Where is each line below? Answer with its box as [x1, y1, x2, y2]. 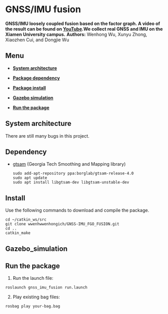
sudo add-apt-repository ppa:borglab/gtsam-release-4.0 [12, 171, 134, 176]
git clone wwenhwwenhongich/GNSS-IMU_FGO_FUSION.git [5, 222, 120, 227]
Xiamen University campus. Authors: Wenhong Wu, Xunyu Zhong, [5, 31, 148, 37]
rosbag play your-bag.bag [5, 304, 60, 309]
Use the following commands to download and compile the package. [5, 207, 149, 214]
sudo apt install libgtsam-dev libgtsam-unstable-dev [12, 180, 129, 185]
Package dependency [12, 75, 60, 81]
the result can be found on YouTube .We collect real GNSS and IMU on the [5, 25, 163, 32]
